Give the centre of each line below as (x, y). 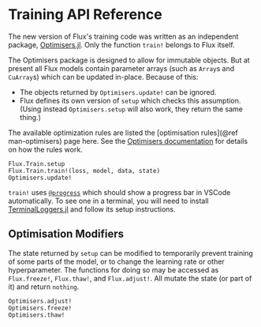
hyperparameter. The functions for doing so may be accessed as (114, 269)
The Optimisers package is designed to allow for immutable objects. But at (129, 60)
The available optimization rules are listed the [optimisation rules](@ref (123, 133)
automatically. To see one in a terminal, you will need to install (108, 201)
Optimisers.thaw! (37, 315)
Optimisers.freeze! (40, 308)
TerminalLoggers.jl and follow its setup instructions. (92, 209)
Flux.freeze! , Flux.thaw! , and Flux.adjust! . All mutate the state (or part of (130, 278)
